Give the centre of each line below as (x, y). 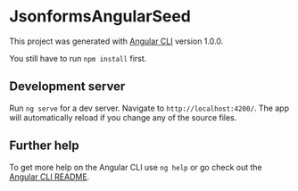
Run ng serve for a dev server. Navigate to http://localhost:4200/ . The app (149, 108)
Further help (45, 146)
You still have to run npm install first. (78, 58)
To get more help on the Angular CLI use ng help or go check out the (136, 167)
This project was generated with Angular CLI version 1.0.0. (116, 41)
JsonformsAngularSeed (100, 17)
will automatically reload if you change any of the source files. (123, 117)
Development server (67, 87)
